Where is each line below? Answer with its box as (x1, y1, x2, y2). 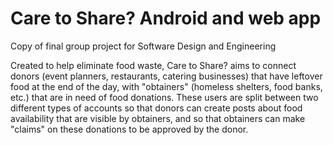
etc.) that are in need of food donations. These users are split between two (10, 91, 319, 103)
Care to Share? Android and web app (10, 7, 322, 30)
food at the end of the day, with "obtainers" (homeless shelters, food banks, (10, 80, 323, 92)
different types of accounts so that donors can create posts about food (10, 102, 303, 114)
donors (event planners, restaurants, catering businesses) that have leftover (10, 70, 323, 82)
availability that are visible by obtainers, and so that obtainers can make (10, 112, 306, 124)
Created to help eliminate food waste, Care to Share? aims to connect (10, 59, 297, 71)
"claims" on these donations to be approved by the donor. (10, 123, 249, 135)
